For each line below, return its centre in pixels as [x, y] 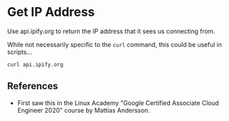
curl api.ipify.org [35, 64]
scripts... [20, 52]
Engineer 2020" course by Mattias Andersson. [84, 110]
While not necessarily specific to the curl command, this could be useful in [114, 44]
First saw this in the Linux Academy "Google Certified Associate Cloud [118, 103]
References [33, 86]
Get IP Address [51, 12]
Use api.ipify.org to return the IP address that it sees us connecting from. [111, 31]
